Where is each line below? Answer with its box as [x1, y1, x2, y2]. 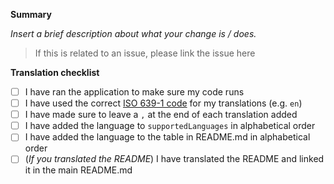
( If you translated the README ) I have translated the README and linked [24, 153, 325, 165]
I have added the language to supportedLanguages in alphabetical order [24, 120, 316, 132]
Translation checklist [10, 67, 100, 78]
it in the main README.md [24, 164, 133, 176]
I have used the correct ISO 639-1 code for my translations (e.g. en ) [24, 97, 303, 109]
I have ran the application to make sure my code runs [24, 86, 245, 98]
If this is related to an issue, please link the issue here [34, 47, 256, 59]
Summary [10, 9, 52, 20]
